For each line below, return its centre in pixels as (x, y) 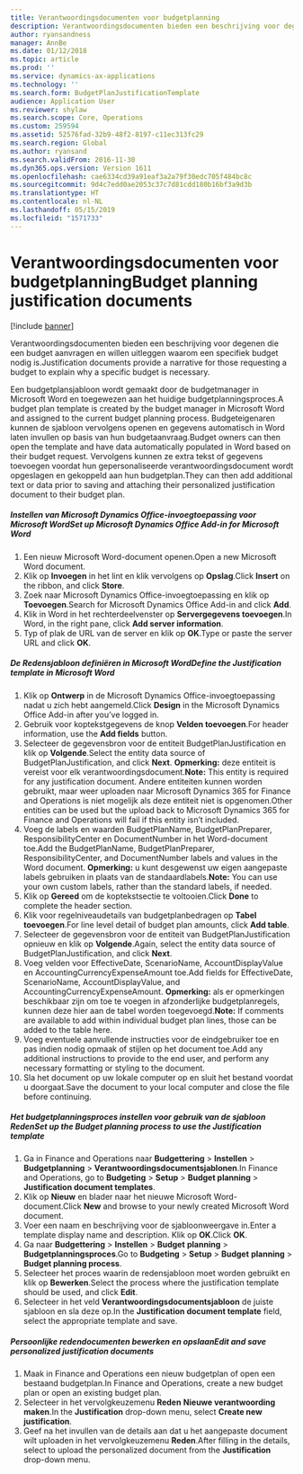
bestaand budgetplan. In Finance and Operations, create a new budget (153, 1383)
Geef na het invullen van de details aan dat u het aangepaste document (156, 1431)
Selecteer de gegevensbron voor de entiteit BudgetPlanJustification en (155, 743)
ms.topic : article (45, 59)
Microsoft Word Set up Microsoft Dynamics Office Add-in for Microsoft (145, 524)
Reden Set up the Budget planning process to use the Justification (136, 1127)
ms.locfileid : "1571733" (57, 218)
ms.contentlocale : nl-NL (57, 202)
